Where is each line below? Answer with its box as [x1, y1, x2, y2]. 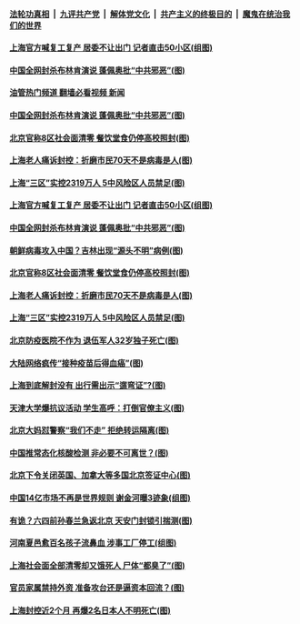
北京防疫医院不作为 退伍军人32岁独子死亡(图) [9, 335, 179, 346]
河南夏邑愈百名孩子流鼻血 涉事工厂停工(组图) [9, 538, 177, 549]
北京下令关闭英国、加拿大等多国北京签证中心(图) [9, 469, 191, 481]
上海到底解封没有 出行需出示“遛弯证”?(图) [9, 380, 166, 391]
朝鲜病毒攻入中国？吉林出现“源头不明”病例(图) [9, 245, 184, 256]
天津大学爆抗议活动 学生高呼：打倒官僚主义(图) [9, 402, 185, 413]
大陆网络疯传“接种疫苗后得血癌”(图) [9, 357, 144, 368]
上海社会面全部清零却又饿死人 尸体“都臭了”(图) [9, 559, 185, 570]
